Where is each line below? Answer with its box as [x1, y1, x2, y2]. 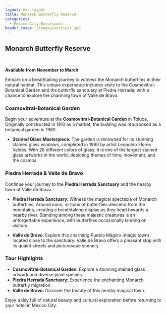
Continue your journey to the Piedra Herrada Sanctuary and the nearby [5, 181, 152, 187]
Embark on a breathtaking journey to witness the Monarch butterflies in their [5, 77, 161, 82]
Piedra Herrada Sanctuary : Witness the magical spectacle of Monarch [12, 196, 157, 202]
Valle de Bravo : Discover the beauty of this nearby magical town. [12, 287, 146, 293]
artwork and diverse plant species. [12, 271, 83, 277]
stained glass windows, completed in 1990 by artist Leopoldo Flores [12, 142, 151, 148]
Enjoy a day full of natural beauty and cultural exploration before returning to [5, 297, 162, 303]
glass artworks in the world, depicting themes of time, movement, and [12, 152, 156, 158]
